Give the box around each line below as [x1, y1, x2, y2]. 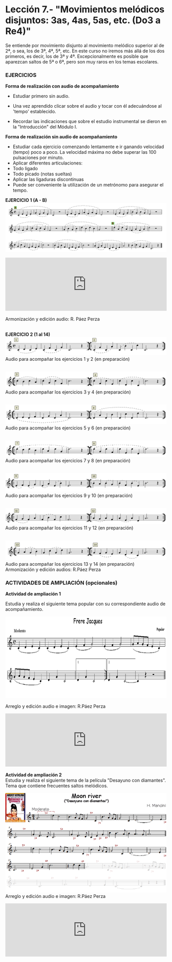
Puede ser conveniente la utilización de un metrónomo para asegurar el [12, 182, 164, 188]
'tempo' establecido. [12, 109, 56, 115]
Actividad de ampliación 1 [5, 591, 61, 597]
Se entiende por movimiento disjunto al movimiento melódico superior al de [5, 42, 165, 48]
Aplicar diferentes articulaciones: [12, 160, 83, 166]
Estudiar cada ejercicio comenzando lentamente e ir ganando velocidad [12, 144, 164, 150]
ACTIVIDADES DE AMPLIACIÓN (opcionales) [5, 579, 118, 586]
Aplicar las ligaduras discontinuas [12, 176, 84, 182]
